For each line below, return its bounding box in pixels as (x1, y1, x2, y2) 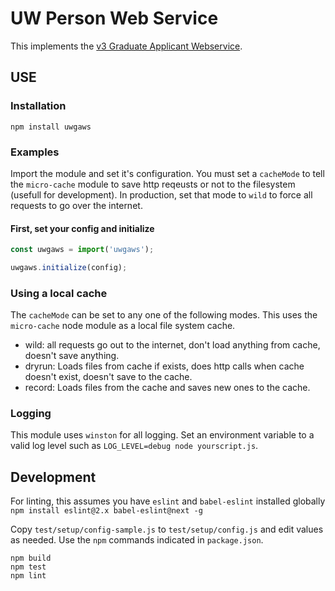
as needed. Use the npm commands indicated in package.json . (10, 534, 264, 546)
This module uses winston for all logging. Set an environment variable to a (10, 429, 315, 441)
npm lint (10, 571, 47, 581)
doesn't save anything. (24, 350, 120, 362)
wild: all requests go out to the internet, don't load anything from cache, (24, 339, 321, 351)
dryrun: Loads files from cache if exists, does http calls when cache (24, 360, 305, 372)
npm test (10, 562, 47, 572)
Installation (10, 99, 67, 113)
